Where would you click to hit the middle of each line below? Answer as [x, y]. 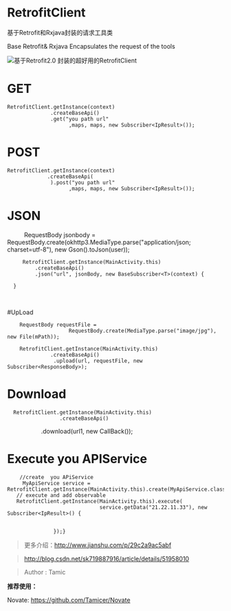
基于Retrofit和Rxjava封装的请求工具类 [60, 32]
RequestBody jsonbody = [60, 234]
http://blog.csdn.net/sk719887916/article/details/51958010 [107, 559]
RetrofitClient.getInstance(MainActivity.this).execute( [100, 501]
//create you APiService [57, 477]
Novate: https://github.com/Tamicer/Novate [69, 600]
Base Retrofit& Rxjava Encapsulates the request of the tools [91, 46]
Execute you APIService [77, 459]
